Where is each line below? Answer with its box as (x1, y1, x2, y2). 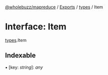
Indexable (5, 51, 36, 60)
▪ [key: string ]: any (5, 64, 43, 70)
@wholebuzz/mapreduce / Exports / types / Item (5, 4, 104, 10)
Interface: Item (5, 21, 67, 32)
